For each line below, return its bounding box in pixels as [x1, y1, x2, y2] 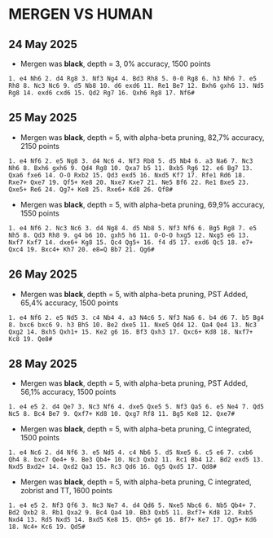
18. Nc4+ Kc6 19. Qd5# [8, 523, 86, 531]
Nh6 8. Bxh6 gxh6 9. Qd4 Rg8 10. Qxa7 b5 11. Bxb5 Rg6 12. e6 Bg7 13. [8, 164, 253, 172]
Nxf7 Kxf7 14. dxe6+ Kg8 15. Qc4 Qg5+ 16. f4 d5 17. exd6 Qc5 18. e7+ [8, 238, 253, 247]
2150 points [20, 141, 59, 151]
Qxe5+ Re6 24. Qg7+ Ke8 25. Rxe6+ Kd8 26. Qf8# [8, 185, 174, 194]
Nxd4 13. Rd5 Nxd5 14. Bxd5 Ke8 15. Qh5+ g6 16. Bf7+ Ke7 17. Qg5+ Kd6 [8, 516, 257, 524]
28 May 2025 [8, 357, 77, 371]
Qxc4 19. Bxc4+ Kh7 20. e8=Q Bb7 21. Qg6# [8, 245, 155, 253]
